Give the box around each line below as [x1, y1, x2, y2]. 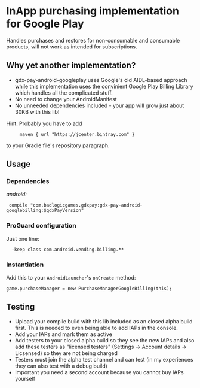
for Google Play [6, 17, 85, 31]
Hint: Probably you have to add [6, 120, 82, 127]
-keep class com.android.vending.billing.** [11, 247, 124, 253]
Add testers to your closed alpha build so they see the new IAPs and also [14, 337, 195, 344]
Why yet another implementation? [6, 60, 136, 71]
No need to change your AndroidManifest [14, 95, 118, 102]
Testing [6, 302, 35, 312]
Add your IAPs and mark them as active [14, 331, 112, 338]
